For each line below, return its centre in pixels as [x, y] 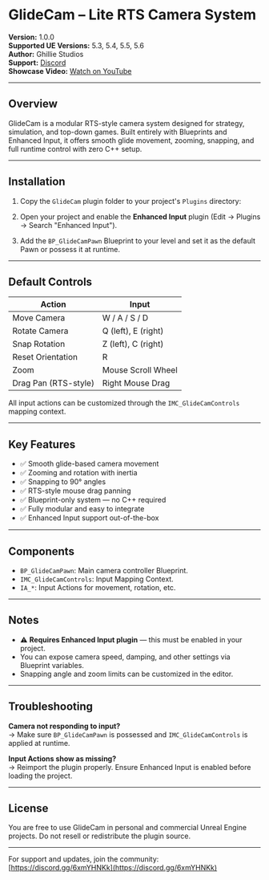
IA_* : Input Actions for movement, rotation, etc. [98, 587]
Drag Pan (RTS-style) [53, 383]
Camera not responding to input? [64, 726]
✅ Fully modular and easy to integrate [82, 509]
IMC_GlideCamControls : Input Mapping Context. [96, 579]
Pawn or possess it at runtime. [70, 249]
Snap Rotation [39, 344]
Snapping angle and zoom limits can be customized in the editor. [126, 674]
